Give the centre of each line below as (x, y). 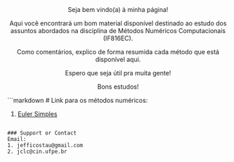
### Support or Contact (42, 133)
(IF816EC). (118, 38)
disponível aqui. (118, 59)
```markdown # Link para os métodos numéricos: (78, 100)
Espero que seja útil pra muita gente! (118, 73)
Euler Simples (37, 114)
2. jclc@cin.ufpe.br (38, 151)
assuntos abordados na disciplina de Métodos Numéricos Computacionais (118, 31)
